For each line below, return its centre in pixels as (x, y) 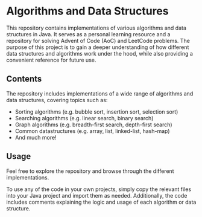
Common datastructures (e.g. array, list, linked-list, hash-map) (92, 131)
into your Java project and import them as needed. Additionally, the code (97, 195)
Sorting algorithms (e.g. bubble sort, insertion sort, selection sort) (96, 112)
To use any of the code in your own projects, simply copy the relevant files (99, 189)
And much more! (36, 137)
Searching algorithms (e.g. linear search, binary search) (84, 118)
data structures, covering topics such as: (57, 100)
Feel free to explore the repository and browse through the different (90, 171)
